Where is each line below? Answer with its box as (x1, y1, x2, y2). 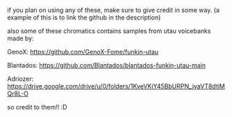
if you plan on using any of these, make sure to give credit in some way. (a (7, 6, 220, 14)
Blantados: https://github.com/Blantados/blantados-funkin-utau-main (7, 61, 206, 69)
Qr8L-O (7, 90, 29, 97)
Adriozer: (7, 75, 34, 83)
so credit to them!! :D (7, 103, 67, 111)
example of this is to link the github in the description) (7, 13, 161, 22)
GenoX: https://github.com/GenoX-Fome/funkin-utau (7, 48, 158, 56)
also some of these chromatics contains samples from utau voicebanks (7, 27, 211, 35)
